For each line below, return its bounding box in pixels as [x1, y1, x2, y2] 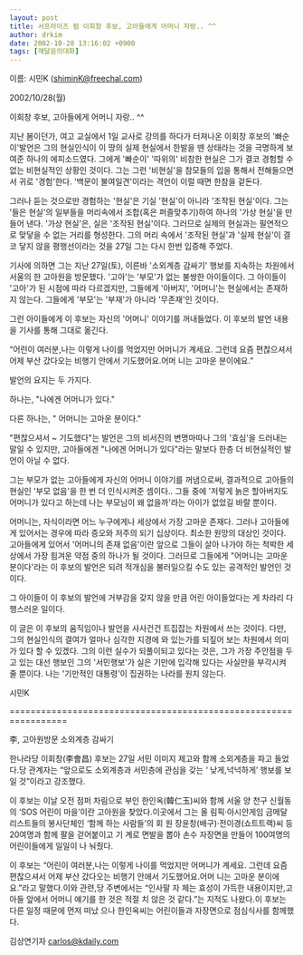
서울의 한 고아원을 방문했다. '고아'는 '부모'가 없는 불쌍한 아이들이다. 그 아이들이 [9, 271, 287, 282]
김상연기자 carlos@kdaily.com [9, 936, 119, 947]
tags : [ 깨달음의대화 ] [9, 47, 80, 56]
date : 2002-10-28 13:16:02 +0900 [9, 38, 136, 48]
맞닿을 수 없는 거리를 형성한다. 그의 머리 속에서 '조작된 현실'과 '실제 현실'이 [18, 229, 282, 240]
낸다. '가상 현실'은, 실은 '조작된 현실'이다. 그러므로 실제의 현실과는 [25, 219, 258, 229]
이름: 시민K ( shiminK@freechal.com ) [9, 73, 143, 84]
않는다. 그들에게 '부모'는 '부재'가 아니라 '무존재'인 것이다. [18, 294, 219, 305]
